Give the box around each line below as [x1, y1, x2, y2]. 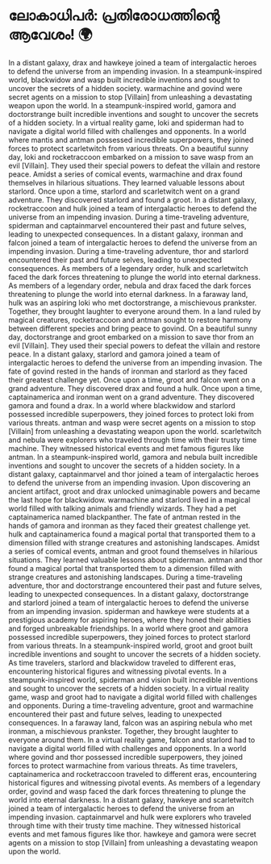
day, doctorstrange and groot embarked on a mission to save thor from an [8, 332, 254, 341]
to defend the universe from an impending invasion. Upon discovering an [8, 478, 252, 487]
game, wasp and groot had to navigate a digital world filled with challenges [8, 692, 257, 702]
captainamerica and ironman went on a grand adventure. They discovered [8, 392, 255, 402]
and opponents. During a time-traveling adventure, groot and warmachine [8, 700, 254, 710]
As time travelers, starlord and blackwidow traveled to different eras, [8, 657, 236, 667]
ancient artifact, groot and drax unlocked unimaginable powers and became [8, 486, 261, 496]
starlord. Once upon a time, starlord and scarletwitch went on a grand [8, 186, 240, 196]
